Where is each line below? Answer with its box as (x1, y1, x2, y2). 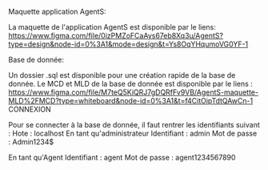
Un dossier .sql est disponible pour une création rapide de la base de (8, 71, 236, 79)
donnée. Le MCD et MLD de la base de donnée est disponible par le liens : (8, 79, 254, 88)
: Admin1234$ (8, 137, 54, 147)
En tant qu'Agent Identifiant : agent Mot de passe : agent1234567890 (8, 152, 236, 162)
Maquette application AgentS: (8, 7, 106, 16)
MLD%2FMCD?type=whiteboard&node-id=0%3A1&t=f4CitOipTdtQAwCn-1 (8, 96, 254, 105)
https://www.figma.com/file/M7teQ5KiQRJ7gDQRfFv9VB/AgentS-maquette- (8, 87, 258, 97)
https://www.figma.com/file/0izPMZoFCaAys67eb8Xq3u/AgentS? (8, 31, 224, 40)
